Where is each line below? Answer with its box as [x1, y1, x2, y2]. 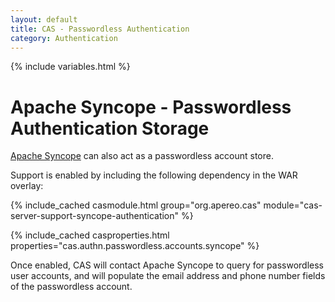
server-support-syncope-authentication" [10, 210, 180, 222]
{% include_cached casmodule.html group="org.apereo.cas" [10, 199, 262, 211]
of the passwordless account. [10, 281, 133, 293]
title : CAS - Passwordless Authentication [10, 24, 190, 34]
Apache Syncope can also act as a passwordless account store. [10, 150, 274, 162]
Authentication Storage [10, 117, 210, 140]
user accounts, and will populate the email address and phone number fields [10, 270, 326, 282]
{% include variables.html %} [10, 61, 131, 73]
